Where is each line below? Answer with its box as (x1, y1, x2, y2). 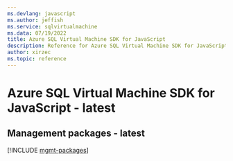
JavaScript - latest (7, 100, 116, 115)
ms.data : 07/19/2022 (7, 29, 67, 37)
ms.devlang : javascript (7, 10, 76, 17)
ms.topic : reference (7, 56, 67, 62)
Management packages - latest (7, 128, 146, 139)
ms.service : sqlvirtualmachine (7, 23, 98, 30)
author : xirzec (7, 49, 51, 56)
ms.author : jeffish (7, 17, 64, 24)
